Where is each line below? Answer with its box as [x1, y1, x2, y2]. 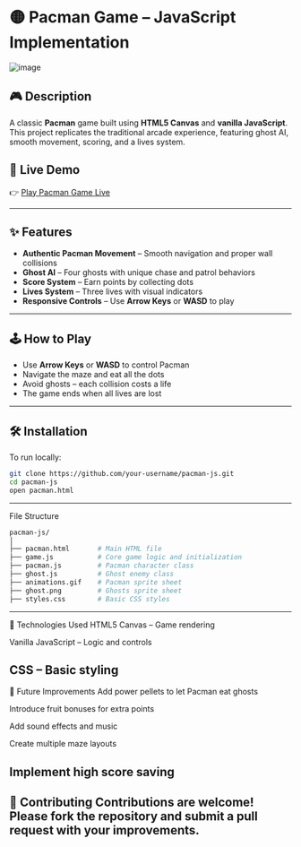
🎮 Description [9, 89, 92, 104]
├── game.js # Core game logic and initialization [9, 553, 243, 562]
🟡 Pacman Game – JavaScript [9, 7, 236, 28]
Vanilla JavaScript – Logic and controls [9, 636, 152, 647]
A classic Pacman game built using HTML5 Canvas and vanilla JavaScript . [9, 117, 288, 128]
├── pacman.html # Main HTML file [9, 544, 163, 554]
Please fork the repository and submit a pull [9, 808, 258, 825]
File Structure [9, 510, 60, 521]
